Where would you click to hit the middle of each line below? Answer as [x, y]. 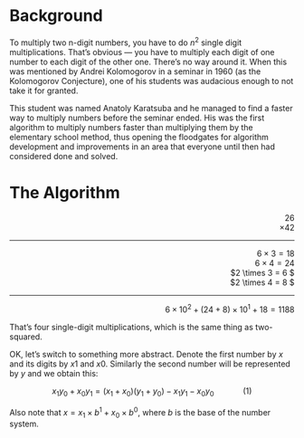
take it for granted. [44, 90]
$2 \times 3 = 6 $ [262, 272]
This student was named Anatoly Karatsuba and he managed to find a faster [151, 108]
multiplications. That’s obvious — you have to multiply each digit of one [142, 52]
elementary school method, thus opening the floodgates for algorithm [139, 137]
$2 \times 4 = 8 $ [262, 282]
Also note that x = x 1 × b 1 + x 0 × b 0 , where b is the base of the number [140, 412]
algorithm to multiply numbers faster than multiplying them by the [131, 127]
